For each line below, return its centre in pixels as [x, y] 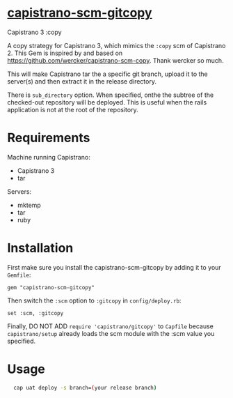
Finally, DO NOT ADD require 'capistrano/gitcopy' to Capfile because [111, 326]
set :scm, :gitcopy [35, 313]
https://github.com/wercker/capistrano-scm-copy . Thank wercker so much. [115, 60]
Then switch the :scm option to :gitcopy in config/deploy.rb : [94, 300]
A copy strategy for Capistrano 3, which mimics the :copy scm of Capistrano [116, 45]
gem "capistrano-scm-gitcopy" [51, 287]
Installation [40, 248]
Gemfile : [19, 275]
